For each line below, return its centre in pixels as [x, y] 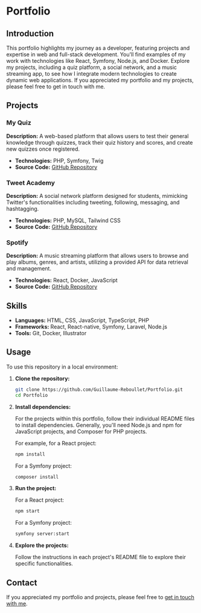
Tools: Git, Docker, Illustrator [51, 333]
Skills [17, 306]
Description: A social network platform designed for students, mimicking [97, 195]
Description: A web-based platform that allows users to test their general [97, 136]
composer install [37, 477]
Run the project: [36, 488]
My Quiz [19, 123]
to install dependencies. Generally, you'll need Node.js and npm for [98, 425]
